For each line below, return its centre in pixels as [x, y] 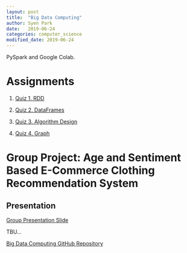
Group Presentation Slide [37, 220]
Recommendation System [72, 183]
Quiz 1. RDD [30, 98]
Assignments [40, 82]
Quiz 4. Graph [32, 133]
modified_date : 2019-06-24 [40, 40]
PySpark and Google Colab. [41, 57]
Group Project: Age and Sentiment [94, 158]
